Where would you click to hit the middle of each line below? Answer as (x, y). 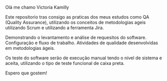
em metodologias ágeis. (30, 48)
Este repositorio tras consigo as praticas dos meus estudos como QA (77, 17)
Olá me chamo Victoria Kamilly (37, 7)
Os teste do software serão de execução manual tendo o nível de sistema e (84, 58)
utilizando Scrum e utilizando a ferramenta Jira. (55, 28)
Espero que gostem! (26, 73)
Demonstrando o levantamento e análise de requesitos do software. (76, 37)
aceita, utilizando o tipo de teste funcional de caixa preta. (65, 63)
